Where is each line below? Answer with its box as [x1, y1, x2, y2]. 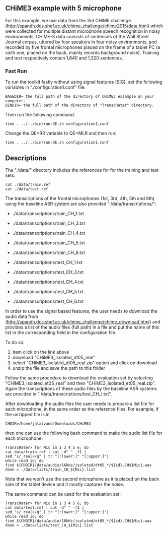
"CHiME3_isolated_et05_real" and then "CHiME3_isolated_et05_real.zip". [5, 380, 156, 386]
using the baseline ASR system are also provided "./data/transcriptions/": [5, 201, 157, 207]
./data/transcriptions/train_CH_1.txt [12, 210, 85, 216]
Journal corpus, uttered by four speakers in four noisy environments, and [5, 39, 157, 45]
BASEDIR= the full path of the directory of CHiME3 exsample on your [5, 94, 154, 99]
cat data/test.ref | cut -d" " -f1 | [5, 505, 85, 510]
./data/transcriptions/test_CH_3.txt [12, 269, 84, 275]
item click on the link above [12, 349, 69, 355]
